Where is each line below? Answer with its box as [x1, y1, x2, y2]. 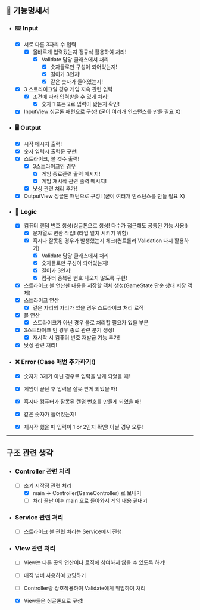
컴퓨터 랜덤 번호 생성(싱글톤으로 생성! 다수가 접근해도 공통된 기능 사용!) [23, 222, 188, 229]
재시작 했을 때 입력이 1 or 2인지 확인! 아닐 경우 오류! [23, 423, 143, 430]
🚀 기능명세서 [6, 5, 49, 16]
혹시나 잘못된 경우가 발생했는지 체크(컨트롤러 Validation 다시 [32, 237, 174, 244]
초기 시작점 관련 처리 [23, 482, 72, 489]
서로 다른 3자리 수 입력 [23, 41, 76, 48]
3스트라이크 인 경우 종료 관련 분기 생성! [23, 326, 114, 334]
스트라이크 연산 [23, 297, 60, 304]
